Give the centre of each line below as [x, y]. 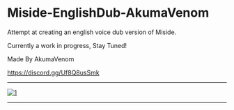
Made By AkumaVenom [41, 59]
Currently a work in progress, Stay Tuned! [67, 45]
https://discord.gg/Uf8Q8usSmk [53, 72]
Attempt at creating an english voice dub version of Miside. [92, 32]
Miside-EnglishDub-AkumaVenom [108, 13]
